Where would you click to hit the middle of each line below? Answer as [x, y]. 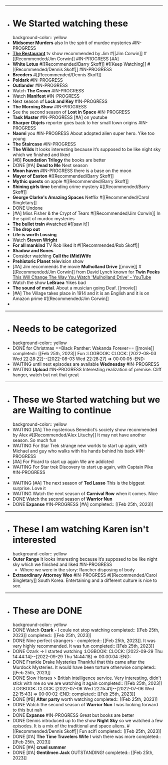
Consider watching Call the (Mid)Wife [52, 256]
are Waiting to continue [62, 411]
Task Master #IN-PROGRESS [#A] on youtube [60, 117]
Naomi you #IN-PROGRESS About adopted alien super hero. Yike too [83, 133]
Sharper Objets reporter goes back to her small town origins [75, 122]
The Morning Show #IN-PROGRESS [49, 106]
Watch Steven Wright [35, 240]
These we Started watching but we [86, 400]
